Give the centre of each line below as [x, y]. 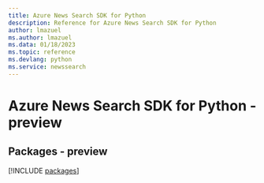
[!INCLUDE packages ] [44, 170]
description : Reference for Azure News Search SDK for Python [112, 23]
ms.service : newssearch [47, 67]
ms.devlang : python [40, 60]
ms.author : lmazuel [40, 37]
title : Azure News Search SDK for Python [77, 15]
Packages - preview [58, 152]
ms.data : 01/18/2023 [42, 45]
